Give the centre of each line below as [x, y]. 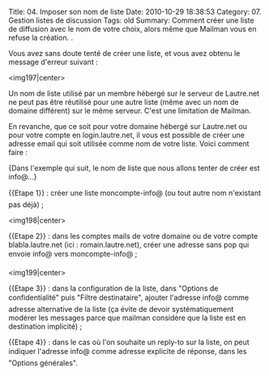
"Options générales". [43, 363]
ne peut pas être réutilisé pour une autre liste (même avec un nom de [124, 102]
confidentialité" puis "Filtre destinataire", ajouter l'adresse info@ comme [129, 297]
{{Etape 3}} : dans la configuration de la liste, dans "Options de [113, 288]
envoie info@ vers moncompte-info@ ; [73, 254]
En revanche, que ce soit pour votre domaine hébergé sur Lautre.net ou [128, 126]
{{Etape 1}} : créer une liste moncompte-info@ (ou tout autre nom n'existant [135, 193]
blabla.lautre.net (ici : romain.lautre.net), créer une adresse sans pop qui [129, 244]
